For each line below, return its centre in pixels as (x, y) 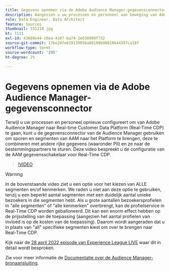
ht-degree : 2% (20, 57)
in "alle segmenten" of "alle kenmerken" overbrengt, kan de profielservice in (85, 206)
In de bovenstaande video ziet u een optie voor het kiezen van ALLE (76, 184)
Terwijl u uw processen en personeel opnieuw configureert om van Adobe (83, 122)
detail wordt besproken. (30, 248)
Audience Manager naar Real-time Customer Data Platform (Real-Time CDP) (85, 128)
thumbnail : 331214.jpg (29, 29)
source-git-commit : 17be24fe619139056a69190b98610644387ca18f (72, 43)
